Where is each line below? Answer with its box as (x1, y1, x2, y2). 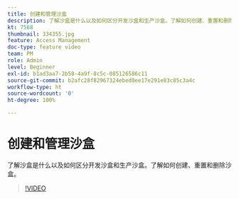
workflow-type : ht (7, 83, 62, 91)
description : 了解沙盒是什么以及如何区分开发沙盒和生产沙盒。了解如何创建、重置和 (7, 17, 224, 24)
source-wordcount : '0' (7, 90, 75, 97)
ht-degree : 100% (7, 97, 55, 104)
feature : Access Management (7, 37, 91, 44)
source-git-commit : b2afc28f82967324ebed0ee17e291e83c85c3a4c (7, 76, 196, 84)
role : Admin (7, 57, 43, 64)
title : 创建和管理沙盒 (7, 10, 68, 18)
